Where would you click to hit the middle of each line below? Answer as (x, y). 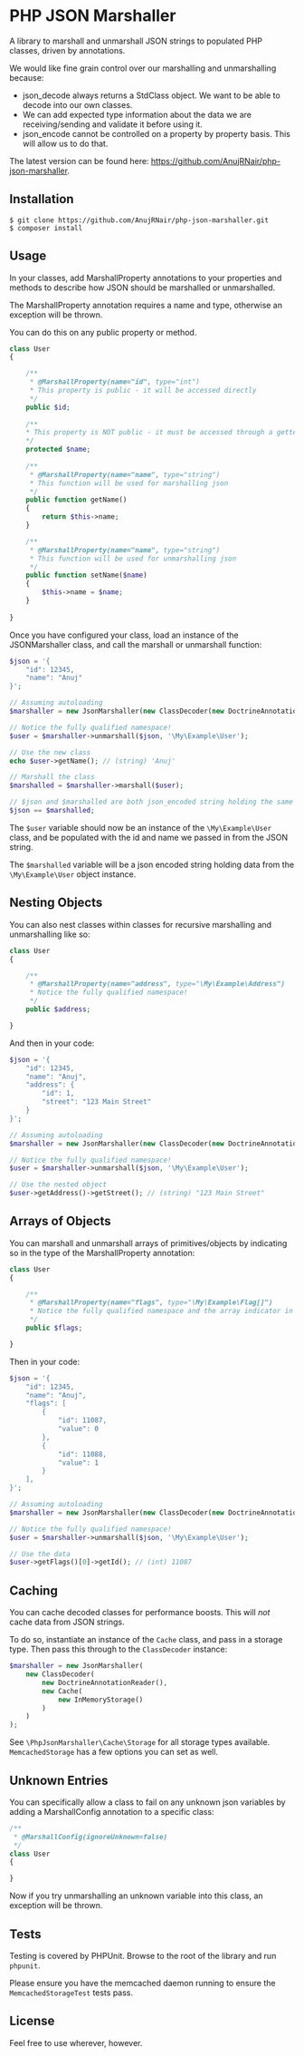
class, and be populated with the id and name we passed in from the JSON (149, 837)
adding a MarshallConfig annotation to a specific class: (112, 1811)
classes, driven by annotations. (67, 50)
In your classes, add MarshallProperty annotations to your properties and (146, 278)
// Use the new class (50, 752)
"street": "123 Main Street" (97, 1102)
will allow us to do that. (65, 143)
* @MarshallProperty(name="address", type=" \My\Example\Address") (157, 984)
